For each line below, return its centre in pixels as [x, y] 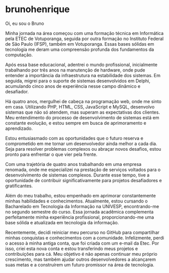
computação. [19, 55]
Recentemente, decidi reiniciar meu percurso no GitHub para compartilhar [82, 232]
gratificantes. [19, 186]
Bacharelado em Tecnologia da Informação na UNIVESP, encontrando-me [82, 206]
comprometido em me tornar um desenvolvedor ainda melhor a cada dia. [81, 144]
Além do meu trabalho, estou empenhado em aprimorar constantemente [80, 195]
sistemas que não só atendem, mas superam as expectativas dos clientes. [83, 112]
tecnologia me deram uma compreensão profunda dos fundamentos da [80, 49]
